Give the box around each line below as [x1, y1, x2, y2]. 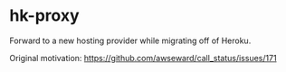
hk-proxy [9, 5, 80, 26]
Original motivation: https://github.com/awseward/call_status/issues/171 [9, 52, 278, 63]
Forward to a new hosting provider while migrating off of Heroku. [9, 35, 252, 46]
